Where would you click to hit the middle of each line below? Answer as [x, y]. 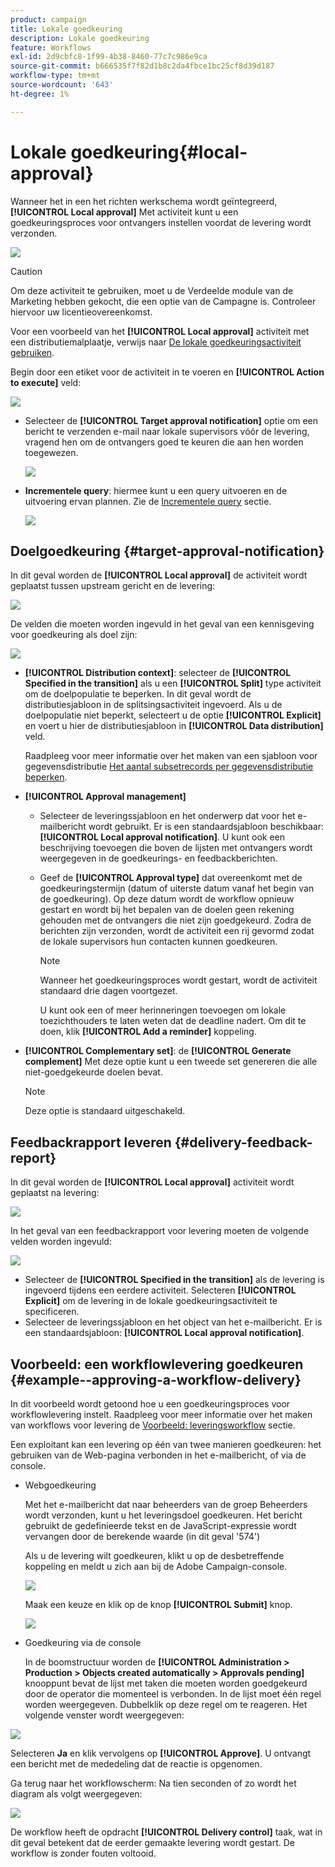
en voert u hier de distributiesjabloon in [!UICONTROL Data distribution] [174, 726]
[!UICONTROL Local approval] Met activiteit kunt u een [124, 212]
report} [33, 1157]
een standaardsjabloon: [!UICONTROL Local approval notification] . [164, 1333]
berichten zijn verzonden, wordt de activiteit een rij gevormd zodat [177, 931]
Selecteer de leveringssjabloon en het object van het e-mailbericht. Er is [173, 1322]
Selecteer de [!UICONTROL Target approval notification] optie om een [171, 420]
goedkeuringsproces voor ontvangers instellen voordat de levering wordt [161, 222]
